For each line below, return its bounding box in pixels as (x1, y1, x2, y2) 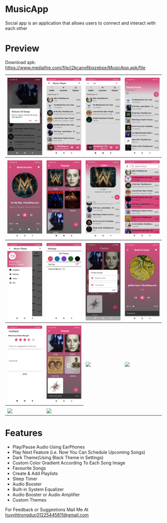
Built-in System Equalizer (12, 487, 64, 493)
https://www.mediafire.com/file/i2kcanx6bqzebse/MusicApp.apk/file (5, 64, 146, 70)
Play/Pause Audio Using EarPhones (12, 444, 85, 450)
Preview (5, 43, 40, 54)
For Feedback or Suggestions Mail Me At (5, 507, 88, 513)
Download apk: (5, 59, 36, 65)
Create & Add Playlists (12, 471, 58, 477)
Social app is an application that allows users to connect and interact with (5, 20, 156, 26)
